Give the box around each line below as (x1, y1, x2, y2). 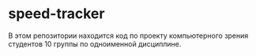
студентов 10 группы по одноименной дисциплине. (8, 39, 182, 48)
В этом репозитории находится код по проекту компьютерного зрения (8, 31, 249, 40)
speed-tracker (8, 5, 105, 23)
